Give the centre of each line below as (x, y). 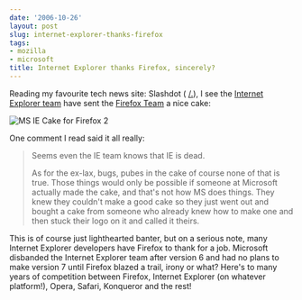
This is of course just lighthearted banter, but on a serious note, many (138, 238)
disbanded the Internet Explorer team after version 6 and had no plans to (144, 257)
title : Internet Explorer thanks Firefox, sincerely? (113, 68)
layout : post (34, 26)
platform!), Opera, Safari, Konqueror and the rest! (101, 286)
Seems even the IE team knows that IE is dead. (118, 155)
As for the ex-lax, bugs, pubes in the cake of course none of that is (156, 173)
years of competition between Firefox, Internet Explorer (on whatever (137, 277)
